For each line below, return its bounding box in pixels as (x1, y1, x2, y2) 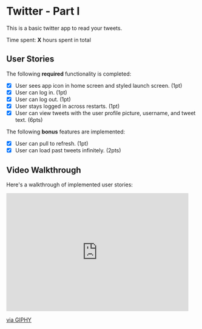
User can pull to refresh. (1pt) (15, 140, 89, 147)
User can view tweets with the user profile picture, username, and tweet (15, 110, 196, 116)
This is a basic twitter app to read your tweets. (6, 24, 123, 32)
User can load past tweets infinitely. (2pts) (15, 147, 121, 154)
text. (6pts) (15, 116, 43, 124)
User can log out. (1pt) (15, 96, 71, 103)
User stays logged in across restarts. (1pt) (15, 102, 120, 110)
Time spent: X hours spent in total (6, 36, 91, 43)
